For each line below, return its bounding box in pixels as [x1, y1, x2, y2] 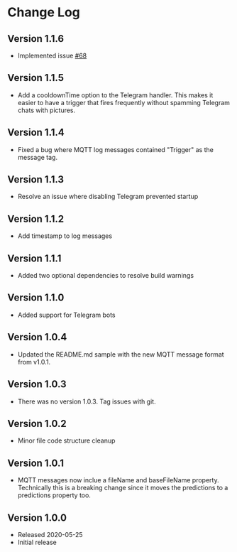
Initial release [17, 538, 57, 546]
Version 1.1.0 [7, 292, 65, 304]
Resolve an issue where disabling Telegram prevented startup [17, 193, 199, 201]
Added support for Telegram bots [17, 310, 116, 319]
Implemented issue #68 [17, 51, 87, 60]
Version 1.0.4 [7, 331, 67, 343]
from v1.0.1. [17, 357, 51, 366]
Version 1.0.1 [7, 457, 65, 469]
